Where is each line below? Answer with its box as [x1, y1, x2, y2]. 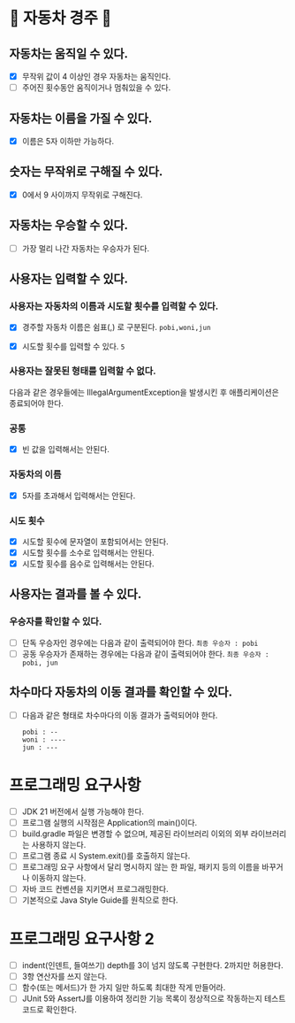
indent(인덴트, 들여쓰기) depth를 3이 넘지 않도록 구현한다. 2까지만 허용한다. [21, 960, 284, 971]
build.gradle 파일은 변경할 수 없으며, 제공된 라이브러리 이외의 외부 [21, 828, 249, 839]
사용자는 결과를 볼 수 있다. [9, 587, 142, 602]
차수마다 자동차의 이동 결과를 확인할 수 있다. [9, 685, 232, 700]
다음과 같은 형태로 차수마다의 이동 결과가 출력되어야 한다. [21, 710, 218, 720]
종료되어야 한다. [9, 397, 64, 408]
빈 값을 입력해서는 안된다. [21, 444, 110, 455]
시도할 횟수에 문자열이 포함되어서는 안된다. [21, 536, 170, 547]
